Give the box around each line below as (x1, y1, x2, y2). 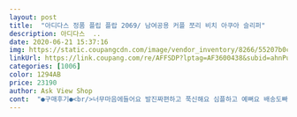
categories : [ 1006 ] (9, 62, 81, 71)
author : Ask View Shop (9, 86, 93, 95)
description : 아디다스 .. (9, 29, 102, 38)
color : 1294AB (9, 70, 62, 79)
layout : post (9, 12, 57, 22)
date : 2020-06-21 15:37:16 (9, 37, 109, 47)
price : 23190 (9, 78, 57, 87)
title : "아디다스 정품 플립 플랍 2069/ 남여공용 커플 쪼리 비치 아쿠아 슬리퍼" (9, 21, 266, 30)
